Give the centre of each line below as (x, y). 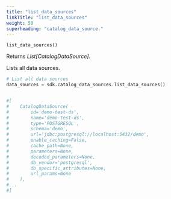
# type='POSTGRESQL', (43, 123)
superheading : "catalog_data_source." (55, 29)
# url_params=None (39, 174)
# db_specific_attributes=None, (56, 168)
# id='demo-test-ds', (43, 112)
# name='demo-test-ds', (45, 118)
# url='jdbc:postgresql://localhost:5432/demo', (78, 134)
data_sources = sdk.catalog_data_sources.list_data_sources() (86, 85)
